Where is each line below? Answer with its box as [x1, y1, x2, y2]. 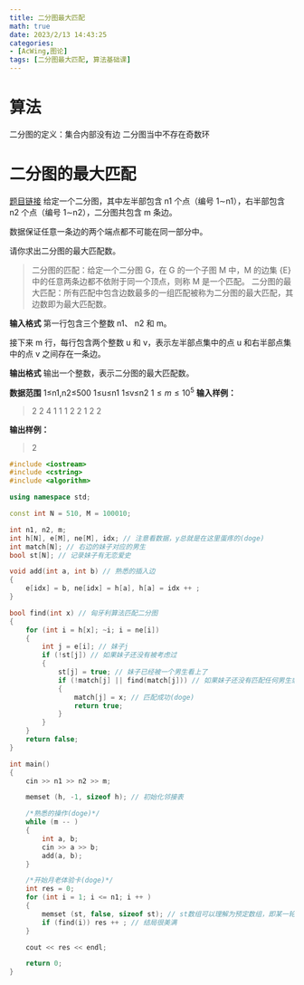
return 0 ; [25, 959, 63, 969]
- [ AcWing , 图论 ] [9, 47, 68, 56]
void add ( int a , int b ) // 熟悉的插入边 [9, 567, 156, 576]
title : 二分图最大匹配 [9, 13, 86, 23]
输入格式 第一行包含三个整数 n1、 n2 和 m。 [9, 318, 172, 329]
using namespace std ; [9, 492, 91, 502]
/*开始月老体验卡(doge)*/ [25, 875, 114, 885]
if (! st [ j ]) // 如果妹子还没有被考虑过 [42, 651, 177, 660]
